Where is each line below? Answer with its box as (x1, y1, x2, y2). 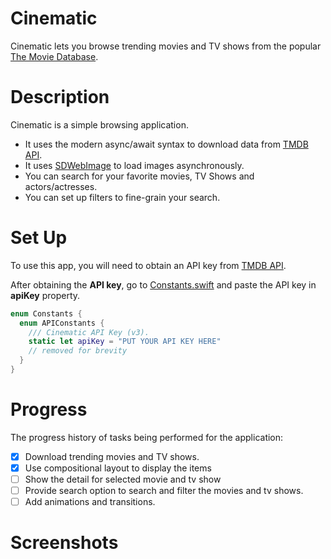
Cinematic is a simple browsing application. (10, 118, 189, 131)
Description (10, 86, 110, 109)
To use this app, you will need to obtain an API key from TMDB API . (10, 259, 287, 271)
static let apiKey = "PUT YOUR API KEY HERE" (28, 337, 222, 347)
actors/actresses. (24, 180, 98, 192)
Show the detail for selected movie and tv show (24, 473, 222, 485)
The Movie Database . (10, 50, 99, 62)
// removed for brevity (28, 346, 128, 356)
